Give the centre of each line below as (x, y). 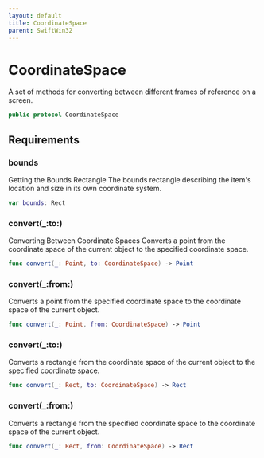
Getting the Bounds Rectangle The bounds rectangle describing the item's (130, 179)
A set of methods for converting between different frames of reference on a (132, 92)
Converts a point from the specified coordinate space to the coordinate (124, 301)
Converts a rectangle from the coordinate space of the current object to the (132, 362)
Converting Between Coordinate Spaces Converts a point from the (117, 241)
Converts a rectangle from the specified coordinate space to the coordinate (132, 423)
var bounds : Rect (37, 203)
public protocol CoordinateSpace (64, 115)
